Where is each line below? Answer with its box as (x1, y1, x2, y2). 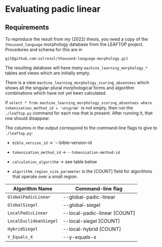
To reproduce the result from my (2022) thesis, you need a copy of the (5, 36, 148, 42)
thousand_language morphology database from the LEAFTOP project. (5, 41, 144, 47)
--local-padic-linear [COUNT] (62, 210, 135, 216)
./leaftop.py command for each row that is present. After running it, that (5, 110, 153, 116)
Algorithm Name (13, 185, 53, 192)
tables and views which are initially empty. (5, 70, 91, 76)
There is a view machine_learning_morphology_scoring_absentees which (5, 80, 150, 85)
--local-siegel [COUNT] (62, 218, 120, 224)
